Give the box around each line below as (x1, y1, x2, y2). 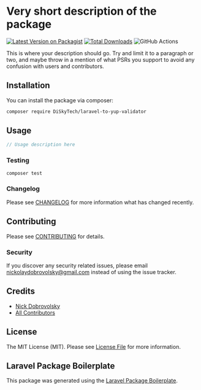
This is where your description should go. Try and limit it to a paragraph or (6, 49, 194, 56)
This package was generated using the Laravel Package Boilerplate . (6, 377, 178, 384)
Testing (6, 156, 29, 165)
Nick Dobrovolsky (15, 302, 60, 310)
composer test (6, 170, 43, 176)
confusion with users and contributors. (6, 63, 104, 70)
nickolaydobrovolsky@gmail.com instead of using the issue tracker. (6, 268, 176, 275)
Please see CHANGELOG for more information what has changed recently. (6, 198, 194, 206)
